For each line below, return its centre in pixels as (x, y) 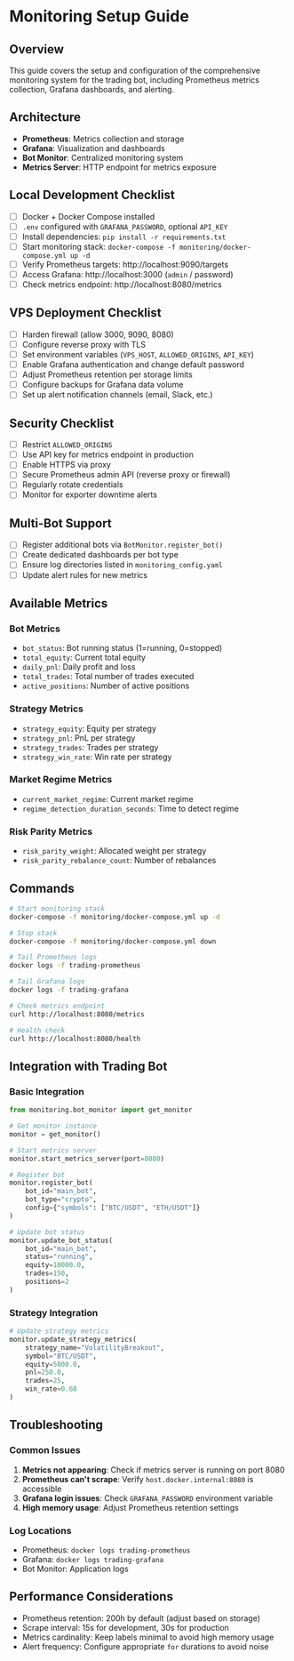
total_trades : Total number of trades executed (108, 677)
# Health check (37, 1030)
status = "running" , (59, 1257)
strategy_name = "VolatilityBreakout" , (95, 1348)
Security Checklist (62, 423)
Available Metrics (59, 603)
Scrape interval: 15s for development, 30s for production (125, 1627)
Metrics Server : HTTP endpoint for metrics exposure (119, 167)
